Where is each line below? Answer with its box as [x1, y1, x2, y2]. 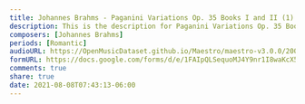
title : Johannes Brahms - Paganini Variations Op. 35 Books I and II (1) [9, 13, 295, 23]
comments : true [9, 64, 67, 73]
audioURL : [9, 47, 47, 56]
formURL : [9, 55, 43, 64]
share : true [9, 72, 54, 81]
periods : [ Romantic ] [9, 38, 88, 48]
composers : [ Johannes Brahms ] [9, 30, 124, 39]
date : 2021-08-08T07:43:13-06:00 [9, 80, 136, 90]
